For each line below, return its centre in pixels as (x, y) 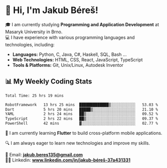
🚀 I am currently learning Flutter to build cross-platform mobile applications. (84, 133)
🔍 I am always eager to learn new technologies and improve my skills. (78, 143)
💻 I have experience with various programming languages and (70, 37)
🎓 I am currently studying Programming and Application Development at (82, 24)
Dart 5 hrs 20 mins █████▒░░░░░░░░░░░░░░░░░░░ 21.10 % (81, 109)
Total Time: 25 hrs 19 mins (35, 96)
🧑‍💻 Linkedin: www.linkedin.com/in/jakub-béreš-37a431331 (68, 160)
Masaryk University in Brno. (34, 32)
